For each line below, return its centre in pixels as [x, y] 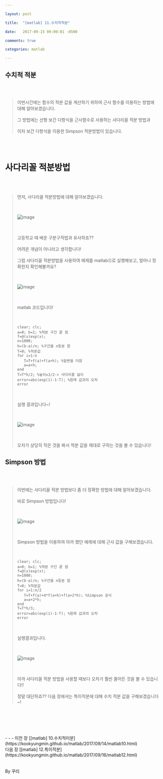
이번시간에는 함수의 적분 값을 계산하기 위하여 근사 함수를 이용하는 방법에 [86, 102]
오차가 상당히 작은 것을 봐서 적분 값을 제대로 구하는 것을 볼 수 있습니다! [84, 445]
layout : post [18, 14]
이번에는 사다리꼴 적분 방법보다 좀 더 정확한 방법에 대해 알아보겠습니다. [84, 490]
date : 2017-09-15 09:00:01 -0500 [41, 32]
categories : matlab [25, 50]
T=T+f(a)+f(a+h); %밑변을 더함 [53, 361]
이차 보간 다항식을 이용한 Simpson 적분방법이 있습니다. [70, 131]
